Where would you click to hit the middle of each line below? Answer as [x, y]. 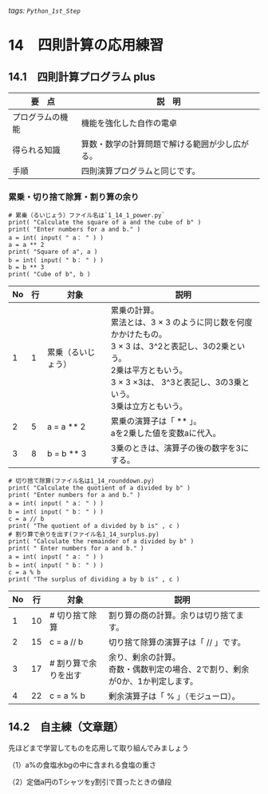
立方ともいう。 [159, 406]
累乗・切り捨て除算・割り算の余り [74, 197]
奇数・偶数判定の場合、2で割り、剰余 [179, 669]
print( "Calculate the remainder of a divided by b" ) [101, 541]
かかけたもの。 [139, 334]
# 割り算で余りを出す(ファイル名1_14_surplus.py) [84, 534]
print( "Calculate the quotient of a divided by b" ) [100, 488]
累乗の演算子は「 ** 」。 [156, 421]
